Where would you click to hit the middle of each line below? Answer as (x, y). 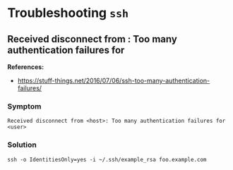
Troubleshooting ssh (68, 13)
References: (26, 67)
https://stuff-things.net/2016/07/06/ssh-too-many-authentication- (114, 80)
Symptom (24, 106)
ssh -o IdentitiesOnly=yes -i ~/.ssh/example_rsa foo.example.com (107, 159)
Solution (22, 145)
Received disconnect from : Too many (92, 39)
